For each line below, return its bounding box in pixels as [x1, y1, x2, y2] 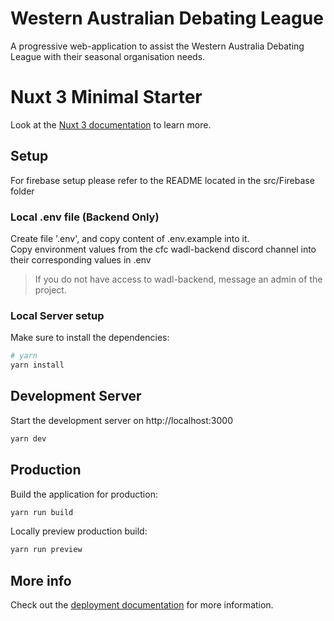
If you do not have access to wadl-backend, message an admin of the [34, 273, 323, 285]
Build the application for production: [10, 488, 158, 500]
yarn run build [10, 507, 74, 517]
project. [34, 283, 67, 296]
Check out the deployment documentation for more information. [10, 599, 274, 611]
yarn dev [10, 433, 47, 444]
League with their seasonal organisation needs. [10, 50, 206, 62]
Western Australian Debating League [10, 7, 324, 30]
